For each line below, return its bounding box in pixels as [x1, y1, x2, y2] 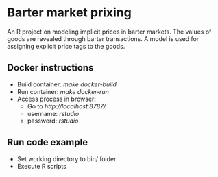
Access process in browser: [16, 95, 96, 103]
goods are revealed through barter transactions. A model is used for [7, 34, 199, 43]
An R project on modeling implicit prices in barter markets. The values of [7, 27, 212, 36]
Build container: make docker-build [16, 80, 117, 88]
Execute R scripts [16, 162, 67, 170]
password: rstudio [27, 117, 79, 125]
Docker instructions [7, 62, 94, 73]
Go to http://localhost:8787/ [27, 102, 106, 110]
